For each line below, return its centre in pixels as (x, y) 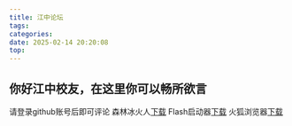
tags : (19, 26)
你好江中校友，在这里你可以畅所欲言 (108, 88)
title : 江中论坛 (36, 17)
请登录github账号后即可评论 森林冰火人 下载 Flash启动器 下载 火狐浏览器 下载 (146, 111)
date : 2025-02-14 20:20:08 (59, 42)
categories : (31, 34)
